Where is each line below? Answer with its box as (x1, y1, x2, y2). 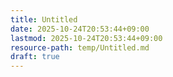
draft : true (10, 52, 60, 62)
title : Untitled (10, 14, 78, 25)
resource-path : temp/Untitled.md (10, 42, 150, 53)
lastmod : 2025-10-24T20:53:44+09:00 (10, 33, 163, 43)
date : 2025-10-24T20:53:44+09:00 (10, 24, 150, 34)
